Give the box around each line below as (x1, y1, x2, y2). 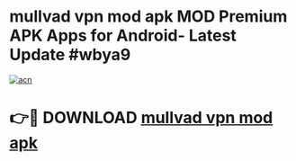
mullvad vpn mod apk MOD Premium (9, 6, 288, 27)
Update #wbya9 (9, 45, 131, 65)
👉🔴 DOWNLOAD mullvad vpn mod (9, 108, 274, 128)
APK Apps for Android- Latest (9, 25, 237, 46)
